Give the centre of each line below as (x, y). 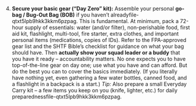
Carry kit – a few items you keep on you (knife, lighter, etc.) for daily (95, 90)
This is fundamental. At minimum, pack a (129, 21)
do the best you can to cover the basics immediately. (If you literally (94, 71)
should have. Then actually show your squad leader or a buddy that (96, 52)
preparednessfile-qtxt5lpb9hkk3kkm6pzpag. (67, 97)
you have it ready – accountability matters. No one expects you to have (99, 59)
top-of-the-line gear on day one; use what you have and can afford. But (99, 65)
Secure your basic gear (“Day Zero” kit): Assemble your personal (93, 9)
